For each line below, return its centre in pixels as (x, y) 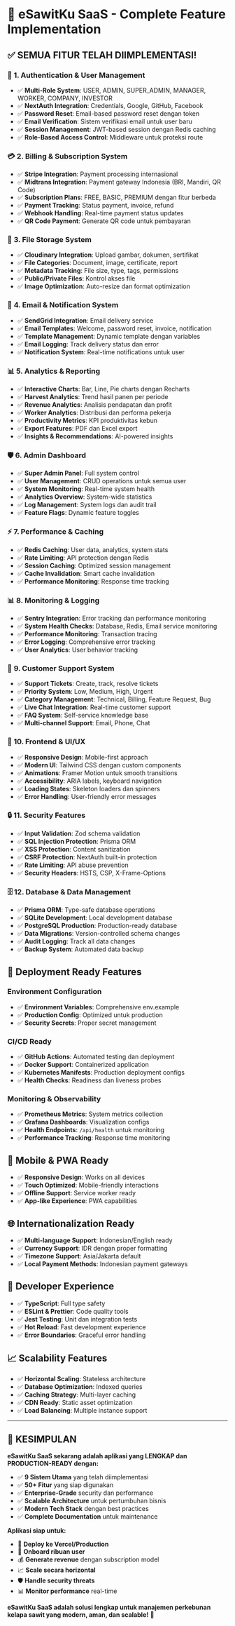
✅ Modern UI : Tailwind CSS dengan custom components (99, 765)
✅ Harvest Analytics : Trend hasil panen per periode (93, 397)
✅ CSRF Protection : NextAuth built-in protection (87, 857)
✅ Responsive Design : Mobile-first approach (83, 757)
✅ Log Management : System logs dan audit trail (87, 505)
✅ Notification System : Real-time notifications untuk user (101, 352)
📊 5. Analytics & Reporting (54, 371)
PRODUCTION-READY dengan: (53, 1464)
